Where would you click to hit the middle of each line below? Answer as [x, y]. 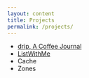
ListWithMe [34, 54]
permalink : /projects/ [40, 26]
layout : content [31, 14]
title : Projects [31, 20]
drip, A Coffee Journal [49, 47]
